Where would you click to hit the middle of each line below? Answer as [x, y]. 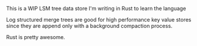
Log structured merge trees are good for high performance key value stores [99, 20]
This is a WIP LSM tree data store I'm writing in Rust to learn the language [96, 8]
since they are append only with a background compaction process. [89, 26]
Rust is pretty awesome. [36, 37]
